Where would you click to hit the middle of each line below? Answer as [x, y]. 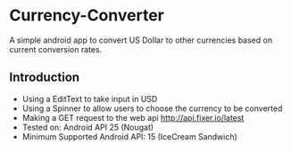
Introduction [45, 78]
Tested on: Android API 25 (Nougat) [88, 127]
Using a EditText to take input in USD [90, 99]
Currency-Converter [87, 16]
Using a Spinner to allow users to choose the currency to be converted [152, 108]
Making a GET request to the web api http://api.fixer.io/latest [133, 117]
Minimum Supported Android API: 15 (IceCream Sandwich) [130, 136]
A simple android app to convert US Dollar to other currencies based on [141, 40]
